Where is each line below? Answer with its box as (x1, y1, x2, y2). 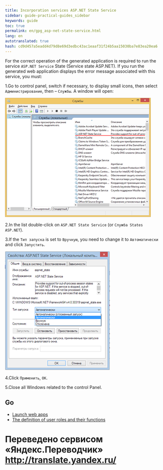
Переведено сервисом (5, 433, 103, 445)
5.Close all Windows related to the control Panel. (5, 384, 102, 390)
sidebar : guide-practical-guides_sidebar (5, 13, 91, 18)
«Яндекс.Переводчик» (5, 444, 104, 455)
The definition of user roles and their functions (12, 416, 106, 422)
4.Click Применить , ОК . (5, 375, 48, 381)
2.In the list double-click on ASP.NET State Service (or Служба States (5, 222, 143, 227)
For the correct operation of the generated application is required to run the (5, 58, 157, 63)
